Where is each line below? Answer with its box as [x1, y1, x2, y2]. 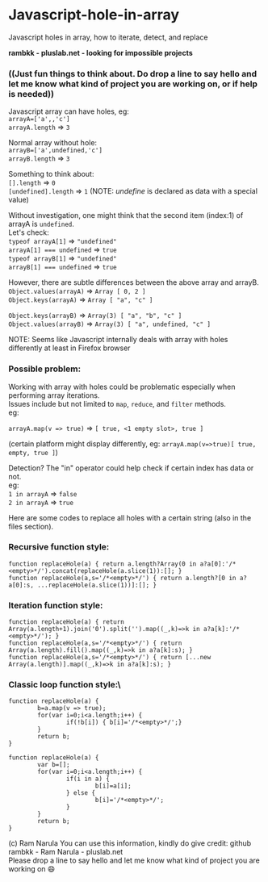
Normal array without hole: [8, 138, 98, 148]
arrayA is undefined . [8, 219, 74, 229]
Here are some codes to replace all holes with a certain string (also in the [8, 512, 252, 522]
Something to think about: [8, 169, 94, 179]
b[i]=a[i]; [94, 782, 132, 790]
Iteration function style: [8, 600, 103, 611]
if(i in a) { [65, 775, 111, 784]
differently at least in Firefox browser [8, 343, 131, 353]
